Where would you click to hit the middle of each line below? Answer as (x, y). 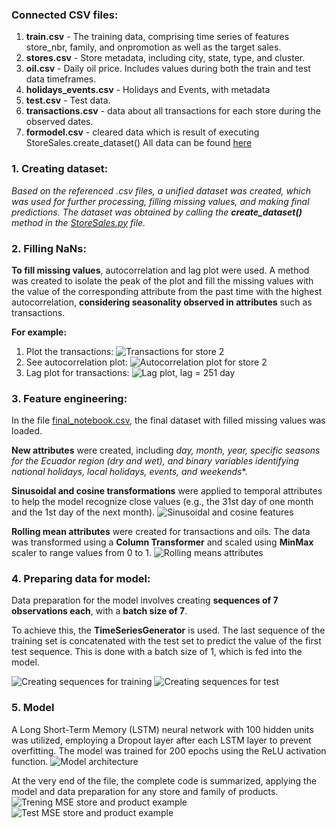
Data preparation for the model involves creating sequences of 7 (145, 600)
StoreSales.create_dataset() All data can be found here (139, 143)
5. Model (33, 708)
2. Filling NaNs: (49, 248)
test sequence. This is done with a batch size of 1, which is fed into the (157, 652)
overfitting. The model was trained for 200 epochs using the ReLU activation (169, 750)
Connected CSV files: (65, 15)
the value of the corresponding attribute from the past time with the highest (167, 291)
